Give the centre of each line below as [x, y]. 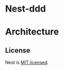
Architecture [32, 32]
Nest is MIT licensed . [27, 62]
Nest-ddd [25, 9]
